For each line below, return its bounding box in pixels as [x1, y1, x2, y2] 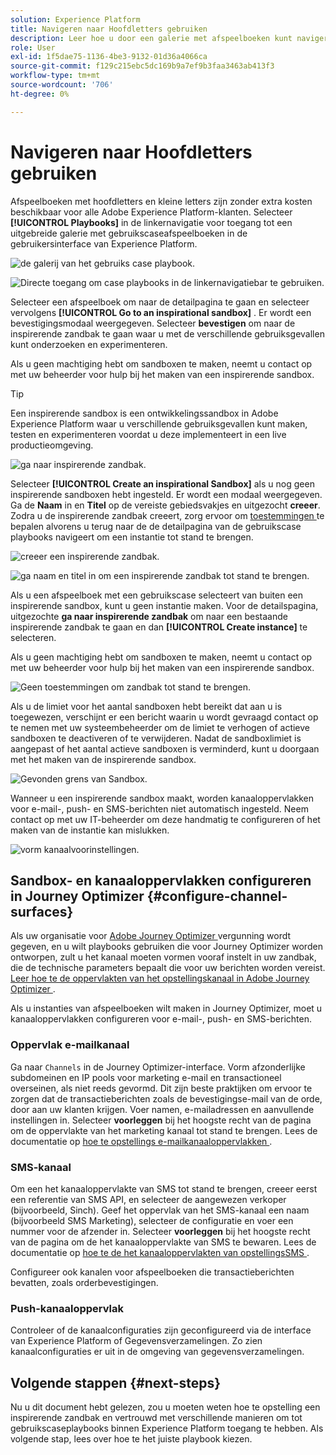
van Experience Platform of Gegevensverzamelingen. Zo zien [10, 1335, 263, 1347]
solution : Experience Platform [10, 14, 141, 25]
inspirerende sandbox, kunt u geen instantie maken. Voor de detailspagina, [10, 599, 319, 611]
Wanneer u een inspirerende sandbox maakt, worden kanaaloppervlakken [10, 792, 315, 804]
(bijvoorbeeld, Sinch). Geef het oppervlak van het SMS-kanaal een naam [10, 1204, 310, 1216]
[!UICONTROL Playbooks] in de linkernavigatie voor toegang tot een [10, 216, 293, 228]
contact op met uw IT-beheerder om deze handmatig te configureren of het [10, 813, 321, 825]
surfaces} [10, 903, 74, 920]
